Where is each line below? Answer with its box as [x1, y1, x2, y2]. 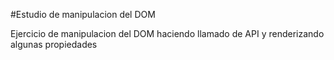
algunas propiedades [10, 39, 98, 50]
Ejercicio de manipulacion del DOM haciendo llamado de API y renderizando [10, 28, 325, 39]
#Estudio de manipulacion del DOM [10, 9, 156, 20]
